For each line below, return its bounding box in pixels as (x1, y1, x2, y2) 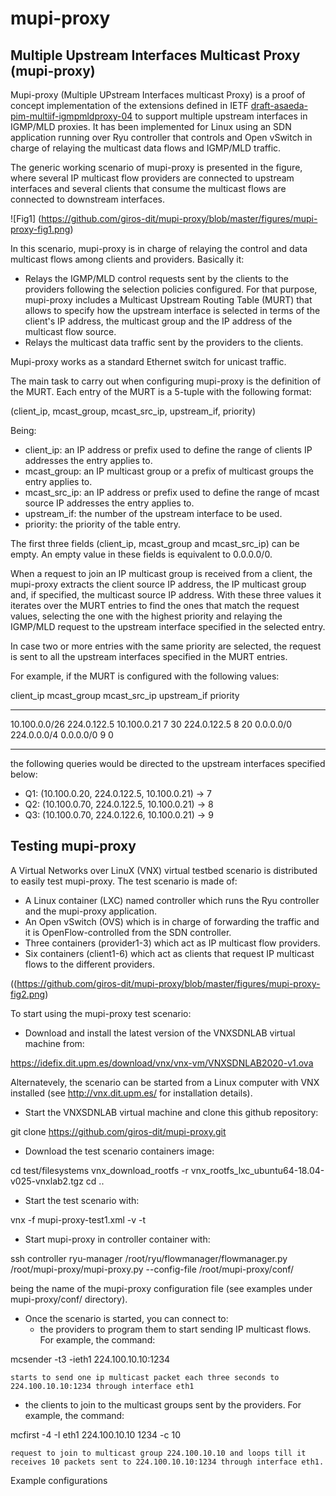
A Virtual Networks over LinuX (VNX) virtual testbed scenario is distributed (10, 864, 318, 876)
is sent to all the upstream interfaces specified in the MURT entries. (10, 651, 288, 662)
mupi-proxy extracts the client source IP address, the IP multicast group (10, 578, 307, 590)
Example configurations (10, 1474, 108, 1486)
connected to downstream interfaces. (10, 193, 165, 205)
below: (10, 768, 38, 780)
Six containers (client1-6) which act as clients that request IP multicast (24, 947, 315, 959)
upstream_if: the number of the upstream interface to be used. (24, 508, 283, 519)
